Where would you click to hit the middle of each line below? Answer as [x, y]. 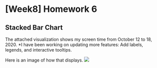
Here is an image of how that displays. [44, 60]
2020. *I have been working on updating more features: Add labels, [74, 45]
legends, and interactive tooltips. [39, 50]
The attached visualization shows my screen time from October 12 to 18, [79, 39]
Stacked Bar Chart [34, 28]
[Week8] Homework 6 [51, 9]
